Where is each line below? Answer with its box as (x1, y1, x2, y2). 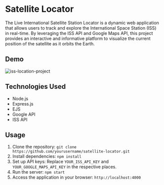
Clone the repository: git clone (12, 144, 77, 150)
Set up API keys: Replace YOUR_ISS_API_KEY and (12, 159, 109, 165)
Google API (12, 111, 36, 117)
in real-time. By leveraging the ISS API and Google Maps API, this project (5, 30, 153, 36)
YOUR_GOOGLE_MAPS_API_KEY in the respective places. (12, 164, 117, 170)
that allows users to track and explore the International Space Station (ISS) (5, 25, 157, 31)
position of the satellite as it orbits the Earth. (5, 40, 95, 46)
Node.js (12, 95, 29, 102)
